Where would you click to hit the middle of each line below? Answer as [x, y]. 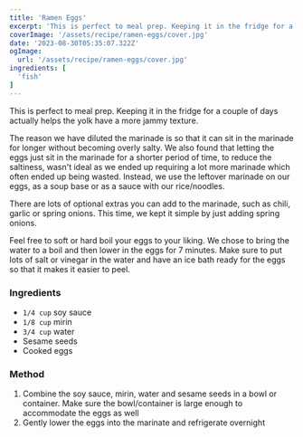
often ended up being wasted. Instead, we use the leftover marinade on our [150, 176]
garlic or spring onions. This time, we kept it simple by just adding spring [145, 213]
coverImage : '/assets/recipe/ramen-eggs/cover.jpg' [109, 34]
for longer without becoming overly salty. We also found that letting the [142, 147]
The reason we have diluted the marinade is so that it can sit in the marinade [151, 138]
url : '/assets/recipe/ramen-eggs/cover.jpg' [103, 60]
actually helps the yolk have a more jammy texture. [104, 120]
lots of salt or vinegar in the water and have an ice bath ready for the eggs [147, 260]
